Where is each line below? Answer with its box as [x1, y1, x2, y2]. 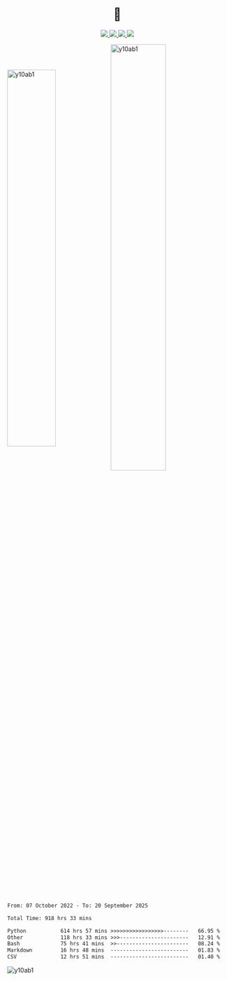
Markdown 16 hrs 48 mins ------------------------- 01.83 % [7, 947, 220, 954]
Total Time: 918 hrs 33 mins [7, 915, 92, 922]
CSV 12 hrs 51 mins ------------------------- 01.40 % [7, 954, 220, 961]
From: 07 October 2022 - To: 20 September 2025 [7, 902, 149, 909]
